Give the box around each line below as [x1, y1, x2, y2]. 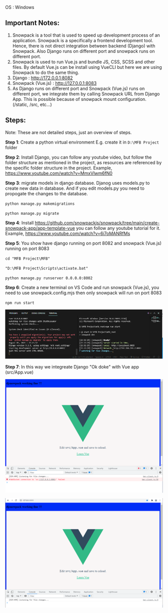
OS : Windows [5, 5, 34, 10]
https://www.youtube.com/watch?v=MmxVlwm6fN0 [5, 170, 112, 176]
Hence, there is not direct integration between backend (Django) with [12, 43, 155, 49]
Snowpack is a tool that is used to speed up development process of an [12, 32, 160, 38]
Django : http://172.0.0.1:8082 [12, 75, 73, 81]
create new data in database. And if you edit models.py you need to [5, 185, 145, 191]
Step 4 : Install [5, 219, 34, 225]
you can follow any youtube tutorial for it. [75, 225, 161, 231]
